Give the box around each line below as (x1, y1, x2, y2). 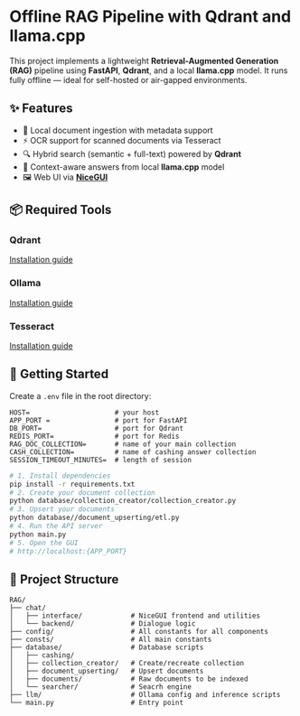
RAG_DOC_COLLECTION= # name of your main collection (9, 440, 237, 449)
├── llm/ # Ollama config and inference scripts (9, 691, 281, 700)
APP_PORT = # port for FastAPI (9, 415, 188, 425)
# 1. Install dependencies (9, 471, 111, 480)
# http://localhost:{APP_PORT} (9, 546, 127, 556)
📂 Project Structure (9, 572, 119, 587)
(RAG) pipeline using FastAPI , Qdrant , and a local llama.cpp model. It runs (9, 65, 288, 76)
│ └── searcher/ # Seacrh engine (9, 683, 192, 692)
